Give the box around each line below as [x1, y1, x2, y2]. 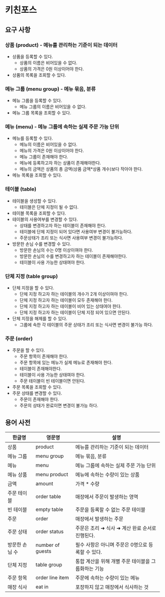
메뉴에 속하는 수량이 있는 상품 [75, 471, 140, 478]
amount [35, 480, 54, 487]
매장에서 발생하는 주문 [75, 515, 124, 522]
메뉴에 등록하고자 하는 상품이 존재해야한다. [19, 160, 102, 166]
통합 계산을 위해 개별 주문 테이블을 [75, 558, 150, 565]
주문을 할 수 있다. [12, 347, 45, 353]
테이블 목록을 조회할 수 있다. [12, 210, 66, 216]
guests [35, 548, 52, 555]
